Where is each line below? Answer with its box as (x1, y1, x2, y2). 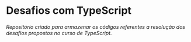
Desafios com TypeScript (6, 4, 132, 17)
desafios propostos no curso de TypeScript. (6, 29, 112, 36)
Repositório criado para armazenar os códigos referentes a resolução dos (6, 23, 186, 30)
